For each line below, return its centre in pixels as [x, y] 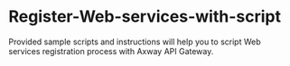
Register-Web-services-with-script [145, 17]
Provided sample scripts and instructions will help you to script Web [135, 42]
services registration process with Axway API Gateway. [111, 51]
